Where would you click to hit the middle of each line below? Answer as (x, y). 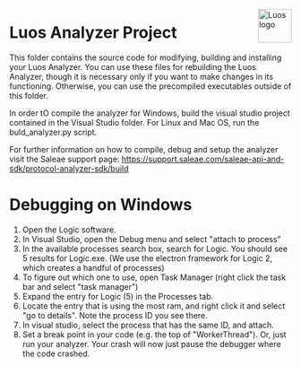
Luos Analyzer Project (93, 33)
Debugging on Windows (101, 205)
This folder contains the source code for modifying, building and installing (146, 57)
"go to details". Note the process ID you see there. (115, 315)
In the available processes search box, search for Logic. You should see (155, 248)
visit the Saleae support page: (64, 159)
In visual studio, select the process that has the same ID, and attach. (148, 325)
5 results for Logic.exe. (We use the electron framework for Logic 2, (147, 258)
